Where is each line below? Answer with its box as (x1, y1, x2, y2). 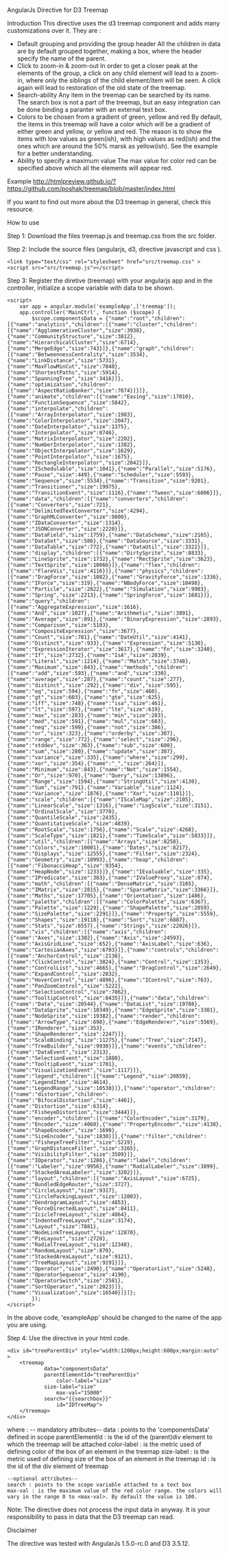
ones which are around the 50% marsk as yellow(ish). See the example (16, 142, 218, 150)
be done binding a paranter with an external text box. (16, 106, 167, 113)
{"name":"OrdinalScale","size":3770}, (7, 808, 118, 815)
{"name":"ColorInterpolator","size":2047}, (7, 417, 134, 424)
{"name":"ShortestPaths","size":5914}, (7, 369, 121, 376)
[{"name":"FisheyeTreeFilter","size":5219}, (7, 1139, 136, 1146)
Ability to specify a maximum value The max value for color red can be (16, 157, 217, 164)
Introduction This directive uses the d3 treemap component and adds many (7, 19, 221, 27)
